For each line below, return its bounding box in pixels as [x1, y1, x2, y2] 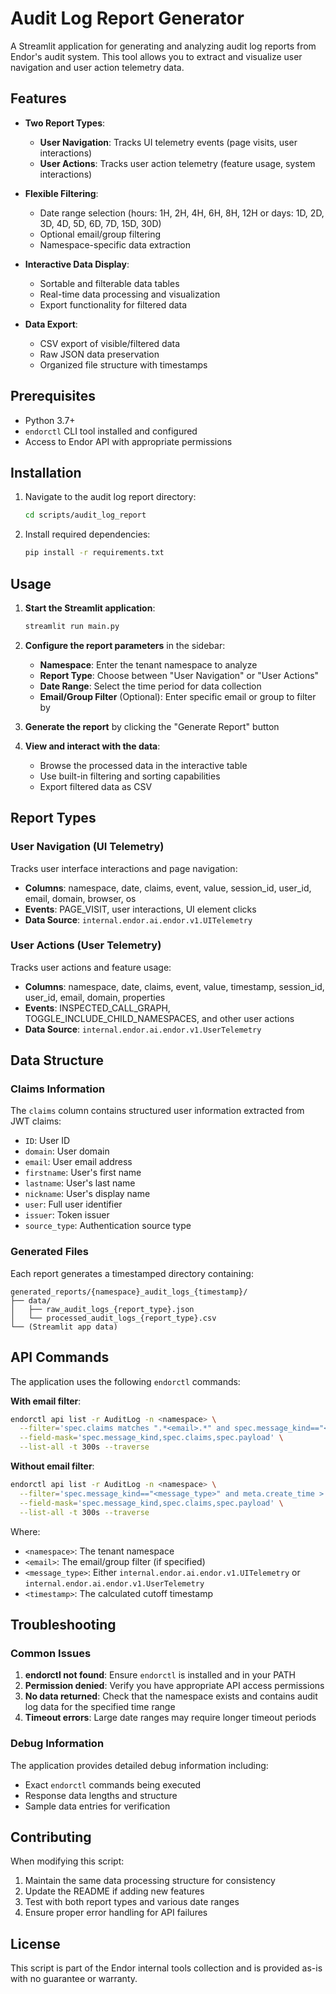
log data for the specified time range [24, 1701, 176, 1713]
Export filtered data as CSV [39, 780, 153, 792]
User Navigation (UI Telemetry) [10, 840, 165, 854]
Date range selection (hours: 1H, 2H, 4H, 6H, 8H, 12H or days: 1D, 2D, [39, 207, 325, 219]
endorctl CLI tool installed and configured [24, 425, 198, 437]
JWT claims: [10, 1115, 62, 1127]
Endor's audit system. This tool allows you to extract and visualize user [10, 50, 303, 62]
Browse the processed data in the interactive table [39, 759, 248, 771]
